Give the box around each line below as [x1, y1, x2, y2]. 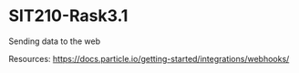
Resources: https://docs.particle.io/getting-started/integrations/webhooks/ [8, 53, 290, 64]
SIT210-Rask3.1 [8, 5, 129, 26]
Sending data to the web [8, 36, 101, 47]
